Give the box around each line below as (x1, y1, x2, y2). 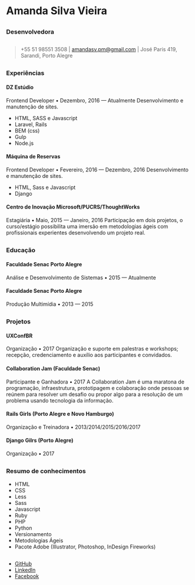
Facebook (14, 573, 39, 580)
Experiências (6, 69, 45, 77)
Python (14, 524, 32, 531)
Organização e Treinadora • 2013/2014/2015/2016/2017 (6, 423, 141, 431)
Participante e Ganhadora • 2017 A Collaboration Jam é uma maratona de (6, 378, 184, 385)
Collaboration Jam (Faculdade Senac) (6, 365, 100, 372)
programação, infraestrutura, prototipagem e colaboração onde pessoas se (6, 384, 190, 391)
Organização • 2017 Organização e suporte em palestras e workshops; (6, 345, 179, 352)
